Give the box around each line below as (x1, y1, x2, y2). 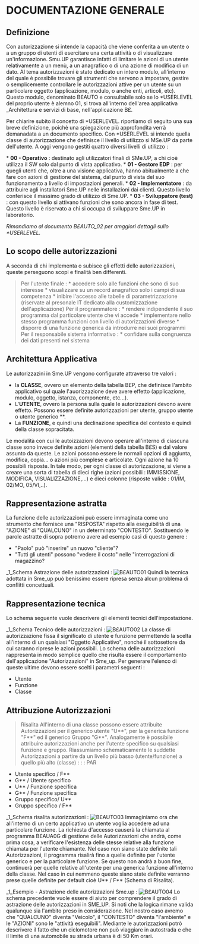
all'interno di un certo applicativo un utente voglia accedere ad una (6, 820, 170, 827)
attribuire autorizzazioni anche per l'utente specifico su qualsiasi (20, 740, 179, 747)
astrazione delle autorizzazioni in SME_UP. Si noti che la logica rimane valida (6, 901, 194, 908)
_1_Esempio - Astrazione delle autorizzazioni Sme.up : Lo (6, 888, 180, 895)
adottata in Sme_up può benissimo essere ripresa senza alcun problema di (6, 575, 189, 583)
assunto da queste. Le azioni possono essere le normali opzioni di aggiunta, (6, 449, 192, 457)
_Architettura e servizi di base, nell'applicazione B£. (6, 106, 133, 113)
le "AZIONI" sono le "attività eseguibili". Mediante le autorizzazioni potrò (6, 920, 182, 927)
